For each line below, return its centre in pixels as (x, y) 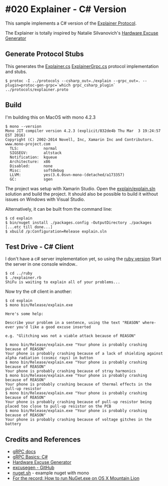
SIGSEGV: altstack (36, 153)
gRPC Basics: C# (30, 457)
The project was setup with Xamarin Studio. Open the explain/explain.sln (80, 188)
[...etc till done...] (29, 227)
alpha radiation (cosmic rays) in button (49, 358)
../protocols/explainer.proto (37, 90)
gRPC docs (24, 452)
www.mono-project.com (28, 144)
